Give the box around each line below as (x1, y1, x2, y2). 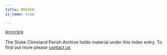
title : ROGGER (5, 7, 35, 12)
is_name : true (5, 12, 35, 17)
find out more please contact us (5, 44, 71, 50)
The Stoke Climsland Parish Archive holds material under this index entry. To (5, 39, 163, 45)
